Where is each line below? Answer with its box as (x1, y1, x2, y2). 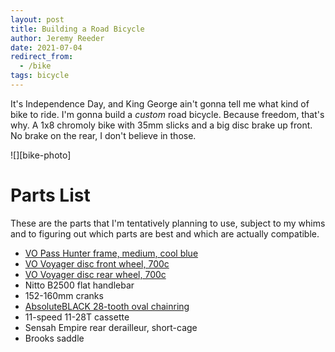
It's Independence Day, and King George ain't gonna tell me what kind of (10, 97, 310, 110)
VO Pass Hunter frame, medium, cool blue (24, 247, 199, 259)
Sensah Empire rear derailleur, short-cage (24, 321, 198, 333)
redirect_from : (10, 52, 74, 62)
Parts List (10, 184, 91, 207)
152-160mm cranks (24, 289, 104, 301)
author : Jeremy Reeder (10, 33, 105, 43)
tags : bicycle (10, 71, 70, 81)
